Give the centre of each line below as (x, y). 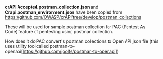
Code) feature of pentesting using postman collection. (59, 32)
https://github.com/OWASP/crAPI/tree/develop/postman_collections (73, 17)
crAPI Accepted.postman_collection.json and (52, 7)
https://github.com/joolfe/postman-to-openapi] (70, 51)
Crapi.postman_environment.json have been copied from (64, 12)
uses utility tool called (27, 46)
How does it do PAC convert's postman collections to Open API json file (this (82, 41)
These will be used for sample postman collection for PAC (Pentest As (75, 27)
